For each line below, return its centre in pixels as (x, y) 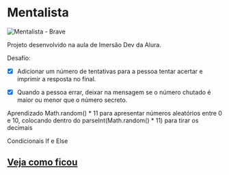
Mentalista (38, 13)
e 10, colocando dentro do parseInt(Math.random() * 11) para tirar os (103, 120)
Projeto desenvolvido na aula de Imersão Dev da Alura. (84, 44)
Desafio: (19, 58)
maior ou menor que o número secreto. (72, 100)
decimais (20, 128)
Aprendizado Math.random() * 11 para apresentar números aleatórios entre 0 (114, 113)
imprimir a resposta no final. (56, 79)
